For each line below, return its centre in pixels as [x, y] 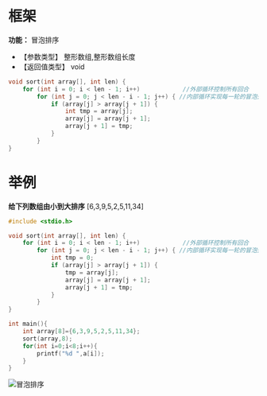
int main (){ [28, 324]
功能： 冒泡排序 [34, 40]
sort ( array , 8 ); [48, 339]
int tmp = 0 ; [72, 258]
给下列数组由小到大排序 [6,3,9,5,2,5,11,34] [76, 206]
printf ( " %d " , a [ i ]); [71, 353]
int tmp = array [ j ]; [99, 111]
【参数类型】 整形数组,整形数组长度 [77, 56]
